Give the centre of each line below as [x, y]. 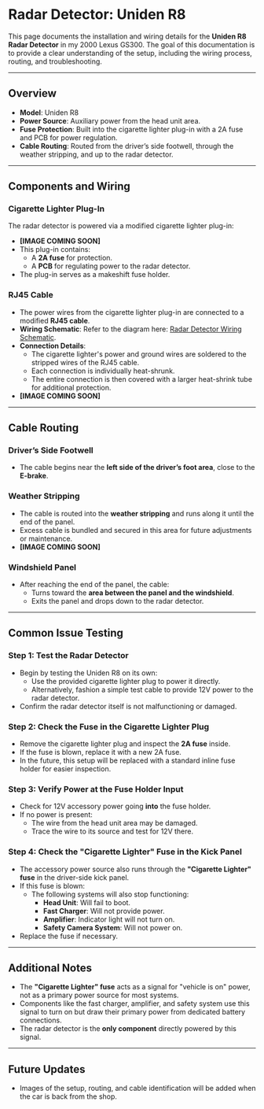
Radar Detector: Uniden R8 [97, 15]
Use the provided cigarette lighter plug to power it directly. [126, 681]
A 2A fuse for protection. [71, 258]
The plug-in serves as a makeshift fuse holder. [95, 275]
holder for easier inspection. [65, 769]
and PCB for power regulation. [68, 137]
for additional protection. [71, 387]
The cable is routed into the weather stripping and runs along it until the [137, 513]
